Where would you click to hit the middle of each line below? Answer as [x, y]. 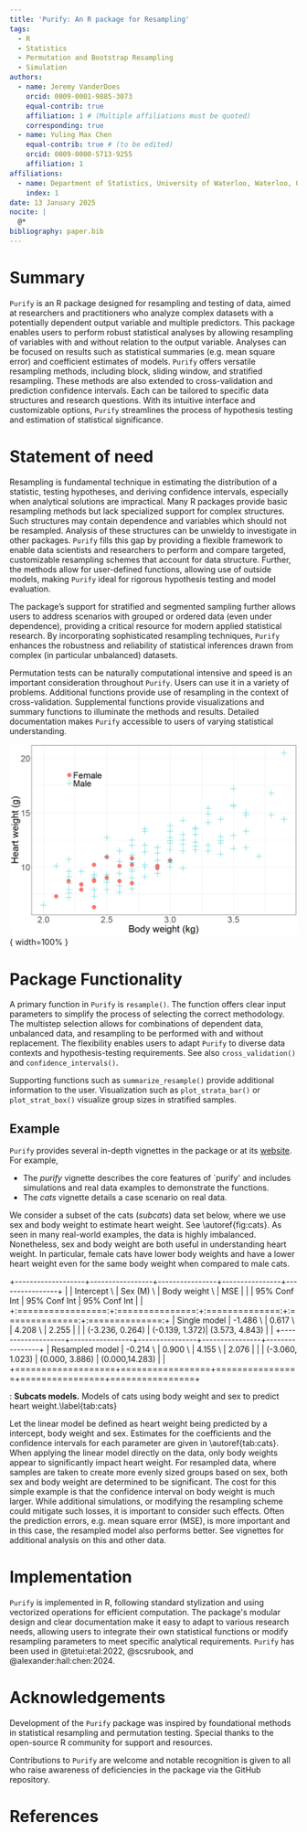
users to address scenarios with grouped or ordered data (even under [141, 616]
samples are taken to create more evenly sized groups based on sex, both [148, 1473]
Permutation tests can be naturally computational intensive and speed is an [151, 673]
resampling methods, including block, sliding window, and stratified [136, 371]
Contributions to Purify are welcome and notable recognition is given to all [150, 1761]
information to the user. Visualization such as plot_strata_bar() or [135, 1090]
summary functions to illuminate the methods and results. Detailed [134, 711]
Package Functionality [96, 979]
